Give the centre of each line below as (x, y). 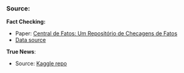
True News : (21, 52)
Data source (30, 40)
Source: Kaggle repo (41, 64)
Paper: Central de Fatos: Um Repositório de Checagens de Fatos (96, 33)
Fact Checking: (26, 22)
